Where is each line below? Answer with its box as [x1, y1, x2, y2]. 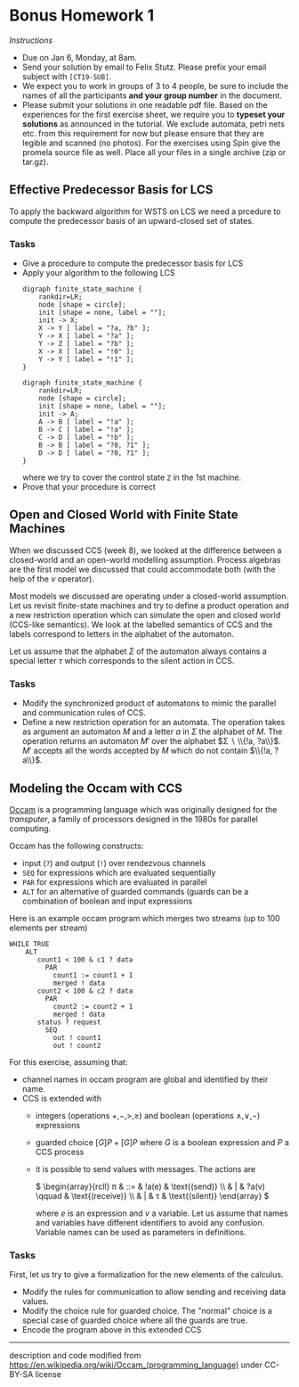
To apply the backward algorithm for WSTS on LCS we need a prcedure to [9, 206, 281, 217]
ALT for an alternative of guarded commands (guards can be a [21, 886, 249, 896]
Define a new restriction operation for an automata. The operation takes [21, 717, 286, 728]
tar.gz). [21, 156, 49, 167]
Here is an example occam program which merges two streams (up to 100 [9, 912, 280, 923]
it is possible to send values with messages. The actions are [35, 1163, 256, 1174]
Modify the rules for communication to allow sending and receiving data [21, 1286, 287, 1298]
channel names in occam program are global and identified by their [21, 1074, 269, 1085]
